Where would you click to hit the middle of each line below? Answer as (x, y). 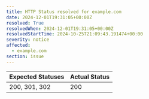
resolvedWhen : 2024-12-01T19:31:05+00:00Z (60, 28)
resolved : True (25, 23)
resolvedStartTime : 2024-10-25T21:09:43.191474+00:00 (75, 34)
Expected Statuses (37, 77)
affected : (19, 46)
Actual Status (89, 77)
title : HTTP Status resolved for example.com (64, 12)
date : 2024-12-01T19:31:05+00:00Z (49, 17)
